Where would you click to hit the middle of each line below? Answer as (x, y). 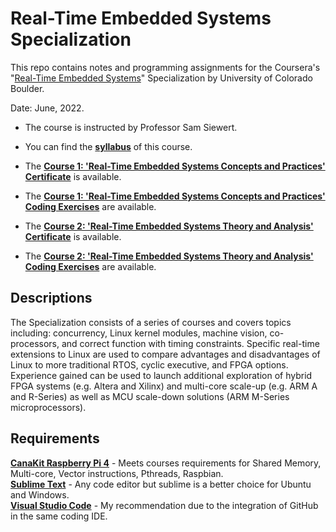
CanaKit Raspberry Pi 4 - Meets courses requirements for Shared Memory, (166, 463)
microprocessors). (48, 407)
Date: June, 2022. (47, 108)
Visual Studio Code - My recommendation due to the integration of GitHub (164, 505)
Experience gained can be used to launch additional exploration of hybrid (161, 375)
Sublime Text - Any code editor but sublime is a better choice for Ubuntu (161, 484)
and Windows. (40, 494)
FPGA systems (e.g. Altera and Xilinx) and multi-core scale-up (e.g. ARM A (164, 386)
